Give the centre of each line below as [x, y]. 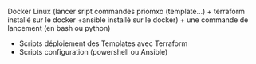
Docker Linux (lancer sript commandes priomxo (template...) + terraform [126, 11]
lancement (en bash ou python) [59, 28]
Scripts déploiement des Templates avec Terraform [103, 43]
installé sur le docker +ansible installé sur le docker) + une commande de [128, 20]
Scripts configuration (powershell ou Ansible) [93, 52]
